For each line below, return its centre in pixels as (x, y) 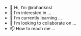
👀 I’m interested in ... (30, 13)
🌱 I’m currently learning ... (36, 18)
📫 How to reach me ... (32, 28)
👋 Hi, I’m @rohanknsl (31, 8)
